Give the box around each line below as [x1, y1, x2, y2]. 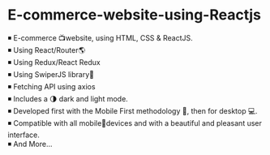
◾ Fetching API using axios [7, 81, 96, 91]
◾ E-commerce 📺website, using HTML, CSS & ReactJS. [7, 32, 194, 42]
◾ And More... [7, 139, 53, 149]
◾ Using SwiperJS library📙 [7, 69, 95, 79]
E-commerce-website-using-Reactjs [7, 6, 261, 24]
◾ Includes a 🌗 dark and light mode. [7, 93, 129, 103]
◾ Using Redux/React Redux [7, 57, 101, 67]
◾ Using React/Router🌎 [7, 45, 86, 54]
